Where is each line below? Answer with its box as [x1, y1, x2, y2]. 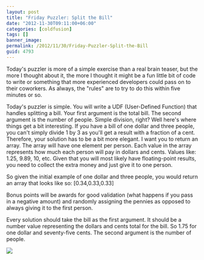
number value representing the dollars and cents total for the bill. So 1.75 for [6, 222, 197, 230]
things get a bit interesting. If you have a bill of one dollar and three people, [6, 122, 195, 130]
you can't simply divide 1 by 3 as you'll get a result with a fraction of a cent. [6, 128, 195, 136]
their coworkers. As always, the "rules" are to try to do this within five [6, 85, 181, 92]
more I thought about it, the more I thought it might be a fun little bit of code [6, 71, 196, 79]
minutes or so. [6, 91, 43, 98]
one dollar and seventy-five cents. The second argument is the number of [6, 229, 192, 236]
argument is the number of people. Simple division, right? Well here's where [6, 116, 197, 123]
